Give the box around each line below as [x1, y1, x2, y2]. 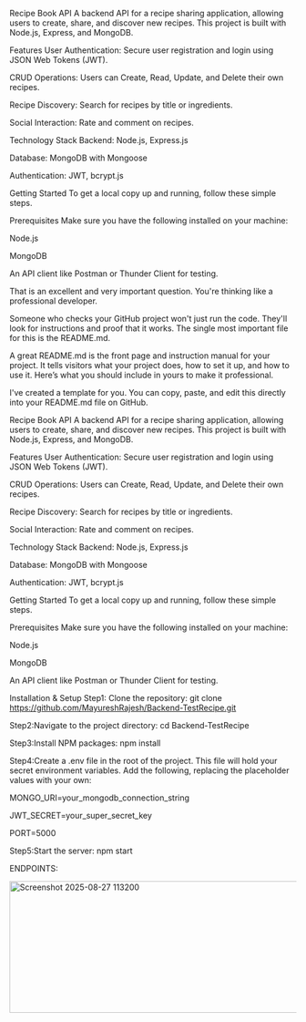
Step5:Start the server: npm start [9, 845, 134, 856]
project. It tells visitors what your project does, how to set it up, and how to [9, 360, 290, 370]
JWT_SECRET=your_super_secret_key [9, 810, 153, 821]
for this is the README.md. [9, 333, 111, 343]
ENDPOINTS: [9, 863, 59, 873]
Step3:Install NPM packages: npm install [9, 738, 161, 748]
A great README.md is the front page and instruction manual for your [9, 350, 270, 361]
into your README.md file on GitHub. [9, 397, 148, 408]
